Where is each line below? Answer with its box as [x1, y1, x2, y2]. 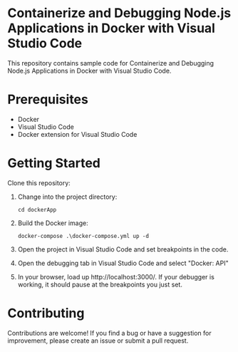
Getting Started [7, 155, 101, 172]
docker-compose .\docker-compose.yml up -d [17, 232, 150, 239]
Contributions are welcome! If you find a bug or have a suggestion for [7, 328, 212, 337]
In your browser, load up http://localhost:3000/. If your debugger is [17, 272, 215, 281]
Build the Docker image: [17, 219, 89, 227]
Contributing [7, 305, 85, 321]
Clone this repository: [7, 178, 71, 187]
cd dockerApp [17, 206, 57, 213]
